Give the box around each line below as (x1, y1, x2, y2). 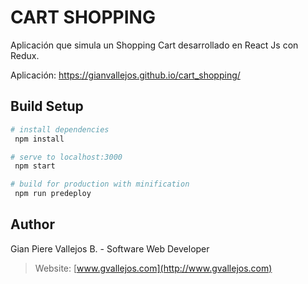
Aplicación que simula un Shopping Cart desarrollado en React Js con (10, 39, 299, 51)
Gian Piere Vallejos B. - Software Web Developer (10, 242, 210, 255)
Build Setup (10, 98, 84, 115)
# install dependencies (10, 124, 110, 135)
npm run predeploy (14, 189, 92, 199)
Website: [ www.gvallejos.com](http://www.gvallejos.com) (34, 262, 273, 274)
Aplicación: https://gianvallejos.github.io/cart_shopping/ (10, 69, 241, 81)
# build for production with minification (10, 179, 190, 190)
